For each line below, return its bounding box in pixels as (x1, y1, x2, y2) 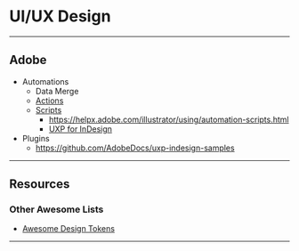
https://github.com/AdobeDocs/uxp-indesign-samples (35, 142, 235, 153)
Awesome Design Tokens (21, 223, 116, 234)
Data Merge (35, 85, 79, 96)
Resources (9, 176, 70, 192)
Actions (35, 95, 64, 106)
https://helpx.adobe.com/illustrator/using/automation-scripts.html (48, 114, 289, 125)
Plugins (21, 133, 51, 143)
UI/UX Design (9, 6, 111, 27)
